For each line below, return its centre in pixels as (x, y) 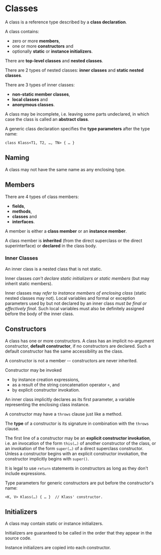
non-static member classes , (41, 94)
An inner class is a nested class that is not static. (54, 269)
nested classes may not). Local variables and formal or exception (70, 298)
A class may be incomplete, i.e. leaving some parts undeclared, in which (77, 114)
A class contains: (22, 31)
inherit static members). (29, 283)
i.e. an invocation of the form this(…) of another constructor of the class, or (80, 443)
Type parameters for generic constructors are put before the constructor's (80, 483)
